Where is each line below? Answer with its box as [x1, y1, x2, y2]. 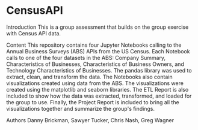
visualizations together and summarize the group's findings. [6, 105, 155, 112]
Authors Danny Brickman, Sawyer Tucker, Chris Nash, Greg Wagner [6, 116, 175, 123]
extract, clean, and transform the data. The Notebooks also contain [6, 73, 173, 80]
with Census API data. [6, 29, 61, 37]
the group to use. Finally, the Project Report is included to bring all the [6, 98, 179, 105]
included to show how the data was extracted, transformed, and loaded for [6, 92, 192, 99]
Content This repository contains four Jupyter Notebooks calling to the [6, 41, 182, 49]
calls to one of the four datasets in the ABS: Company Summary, [6, 54, 166, 61]
